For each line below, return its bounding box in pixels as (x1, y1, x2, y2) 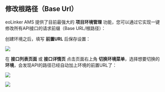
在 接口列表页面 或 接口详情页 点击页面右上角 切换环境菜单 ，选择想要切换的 (5, 55, 160, 61)
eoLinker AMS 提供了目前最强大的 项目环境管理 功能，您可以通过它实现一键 (5, 19, 160, 25)
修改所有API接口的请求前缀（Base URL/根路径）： (5, 25, 106, 31)
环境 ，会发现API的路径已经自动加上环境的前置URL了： (5, 62, 117, 68)
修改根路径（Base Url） (5, 4, 78, 13)
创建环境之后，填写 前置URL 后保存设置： (5, 35, 91, 41)
